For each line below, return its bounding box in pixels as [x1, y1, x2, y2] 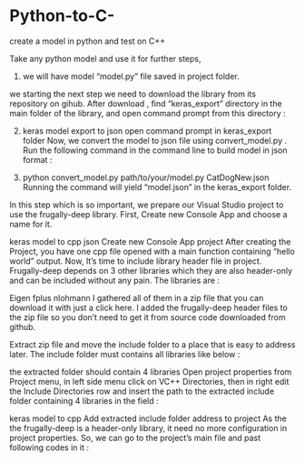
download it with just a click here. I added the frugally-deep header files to [9, 302, 288, 313]
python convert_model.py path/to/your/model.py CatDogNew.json [22, 172, 270, 183]
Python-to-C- [9, 5, 115, 26]
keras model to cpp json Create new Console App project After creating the [9, 236, 291, 246]
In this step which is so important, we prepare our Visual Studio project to [9, 199, 284, 210]
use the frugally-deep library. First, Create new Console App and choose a [9, 208, 288, 219]
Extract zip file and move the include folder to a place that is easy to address [9, 338, 296, 350]
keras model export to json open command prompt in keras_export [22, 125, 272, 136]
